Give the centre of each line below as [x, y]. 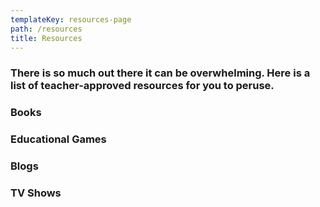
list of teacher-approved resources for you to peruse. [142, 86]
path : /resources [46, 29]
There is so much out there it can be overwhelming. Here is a [160, 73]
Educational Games [58, 139]
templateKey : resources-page [71, 19]
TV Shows [36, 193]
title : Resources [46, 38]
